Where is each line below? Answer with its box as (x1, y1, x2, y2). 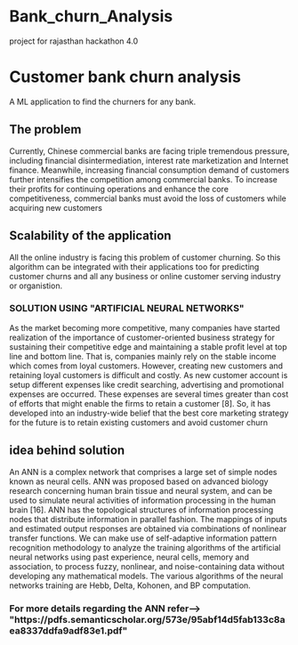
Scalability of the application (9, 229, 172, 244)
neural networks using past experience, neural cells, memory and (9, 552, 249, 562)
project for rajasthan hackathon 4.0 (9, 36, 139, 46)
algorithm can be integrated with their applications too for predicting (9, 261, 260, 272)
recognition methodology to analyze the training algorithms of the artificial (9, 542, 281, 552)
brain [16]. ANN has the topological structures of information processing (9, 504, 274, 515)
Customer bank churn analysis (9, 67, 242, 87)
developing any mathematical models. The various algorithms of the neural (9, 570, 284, 581)
